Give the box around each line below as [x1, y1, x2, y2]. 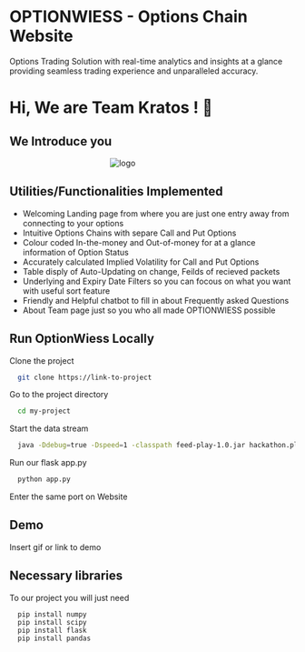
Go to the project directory [9, 389, 109, 400]
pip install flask [17, 626, 88, 635]
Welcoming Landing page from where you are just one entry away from [22, 207, 290, 219]
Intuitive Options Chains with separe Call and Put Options [22, 227, 237, 238]
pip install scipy [17, 617, 88, 627]
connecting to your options [22, 217, 124, 228]
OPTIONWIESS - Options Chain [9, 6, 248, 27]
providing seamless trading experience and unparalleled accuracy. [9, 65, 259, 76]
